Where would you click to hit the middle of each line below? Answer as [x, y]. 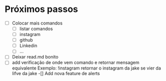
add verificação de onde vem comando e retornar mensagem [75, 62]
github [26, 40]
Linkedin [28, 45]
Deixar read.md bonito [35, 57]
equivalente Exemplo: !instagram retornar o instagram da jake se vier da [87, 68]
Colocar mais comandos [37, 23]
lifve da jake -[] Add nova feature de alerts [56, 73]
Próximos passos [41, 9]
